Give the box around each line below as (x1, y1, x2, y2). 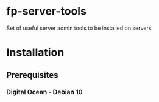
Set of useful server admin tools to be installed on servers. (6, 24, 154, 32)
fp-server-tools (6, 4, 87, 18)
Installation (6, 46, 65, 59)
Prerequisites (6, 70, 58, 80)
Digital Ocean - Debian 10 (6, 88, 83, 97)
